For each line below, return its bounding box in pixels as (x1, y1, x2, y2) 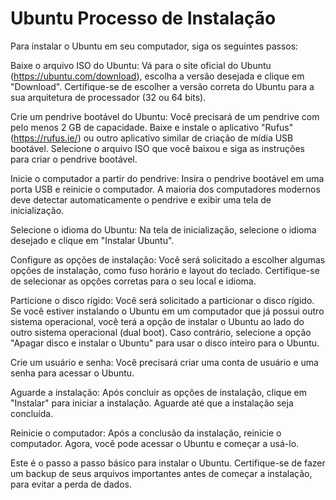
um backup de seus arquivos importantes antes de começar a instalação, (10, 467, 313, 479)
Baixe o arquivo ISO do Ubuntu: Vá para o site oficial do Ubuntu (10, 59, 272, 71)
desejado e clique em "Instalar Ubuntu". (10, 234, 175, 246)
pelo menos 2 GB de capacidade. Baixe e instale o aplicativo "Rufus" (10, 121, 294, 133)
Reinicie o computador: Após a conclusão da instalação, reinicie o (10, 427, 282, 439)
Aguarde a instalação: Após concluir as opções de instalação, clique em (10, 386, 307, 398)
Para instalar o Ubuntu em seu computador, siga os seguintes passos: (10, 40, 299, 52)
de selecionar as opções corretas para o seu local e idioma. (10, 275, 257, 287)
